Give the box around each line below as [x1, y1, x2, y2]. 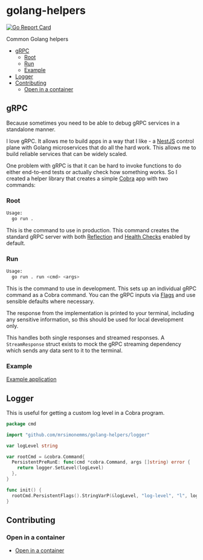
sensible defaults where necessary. [6, 298, 95, 305]
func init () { [6, 487, 42, 493]
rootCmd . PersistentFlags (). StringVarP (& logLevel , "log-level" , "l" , [11, 492, 188, 499]
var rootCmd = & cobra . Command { [6, 454, 85, 460]
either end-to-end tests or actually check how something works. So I [6, 168, 178, 175]
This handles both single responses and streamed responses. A [6, 334, 165, 341]
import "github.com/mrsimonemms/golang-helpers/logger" [6, 432, 150, 438]
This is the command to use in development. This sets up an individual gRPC [6, 285, 197, 292]
